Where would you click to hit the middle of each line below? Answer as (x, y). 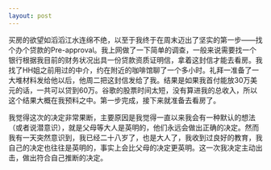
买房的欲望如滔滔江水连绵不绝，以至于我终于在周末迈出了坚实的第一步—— (132, 39)
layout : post (30, 16)
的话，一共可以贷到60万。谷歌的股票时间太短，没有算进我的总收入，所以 (136, 90)
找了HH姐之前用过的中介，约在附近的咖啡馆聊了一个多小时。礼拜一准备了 (130, 70)
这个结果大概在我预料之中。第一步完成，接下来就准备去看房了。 (114, 100)
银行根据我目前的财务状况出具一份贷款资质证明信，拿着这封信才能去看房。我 (135, 60)
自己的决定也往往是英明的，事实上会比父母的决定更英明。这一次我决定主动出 (135, 147)
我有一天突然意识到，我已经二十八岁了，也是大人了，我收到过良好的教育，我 (135, 137)
